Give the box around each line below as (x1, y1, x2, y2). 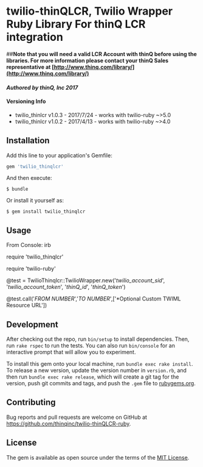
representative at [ (6, 63, 55, 71)
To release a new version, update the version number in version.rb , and (6, 367, 187, 374)
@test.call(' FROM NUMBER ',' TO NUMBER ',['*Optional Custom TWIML (6, 295, 181, 302)
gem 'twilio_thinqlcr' (6, 163, 64, 169)
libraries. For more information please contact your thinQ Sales (6, 57, 169, 64)
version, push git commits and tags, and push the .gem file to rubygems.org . (6, 380, 196, 387)
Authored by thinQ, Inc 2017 (6, 84, 78, 91)
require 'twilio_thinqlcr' (6, 253, 64, 260)
